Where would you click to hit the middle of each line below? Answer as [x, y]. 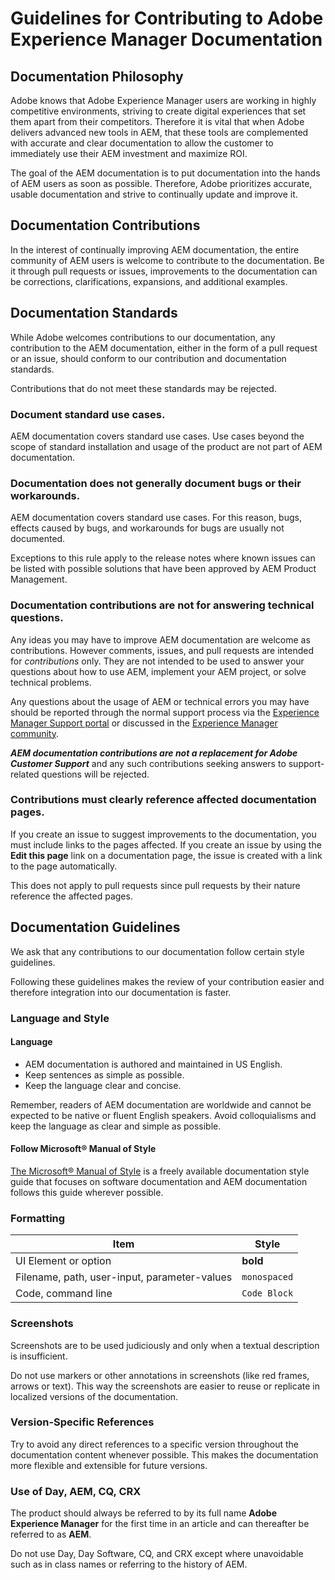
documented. [38, 539]
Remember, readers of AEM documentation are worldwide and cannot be [161, 1104]
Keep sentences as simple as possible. [104, 1074]
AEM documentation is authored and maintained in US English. [153, 1064]
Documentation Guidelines [95, 927]
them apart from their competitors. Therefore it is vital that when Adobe [157, 121]
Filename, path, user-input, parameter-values [124, 1277]
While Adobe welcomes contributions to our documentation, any [143, 337]
